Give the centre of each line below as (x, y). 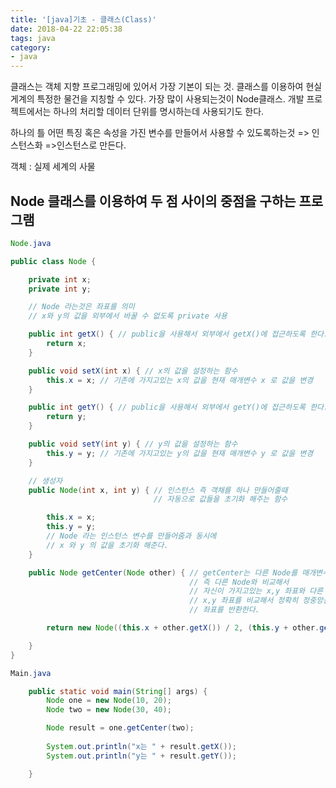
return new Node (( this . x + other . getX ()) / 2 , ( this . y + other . (183, 628)
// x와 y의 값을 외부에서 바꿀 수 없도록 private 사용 (128, 316)
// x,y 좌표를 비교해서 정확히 (244, 601)
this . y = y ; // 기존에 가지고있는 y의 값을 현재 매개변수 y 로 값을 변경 (180, 453)
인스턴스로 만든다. (91, 145)
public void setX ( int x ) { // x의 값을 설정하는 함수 (133, 371)
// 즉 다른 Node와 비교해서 (239, 582)
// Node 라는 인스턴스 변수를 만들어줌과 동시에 (131, 536)
